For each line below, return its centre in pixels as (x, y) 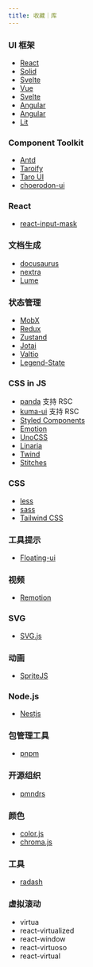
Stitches (33, 463)
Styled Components (52, 421)
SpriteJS (34, 675)
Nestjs (30, 714)
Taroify (31, 169)
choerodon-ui (42, 186)
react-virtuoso (43, 947)
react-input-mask (48, 223)
